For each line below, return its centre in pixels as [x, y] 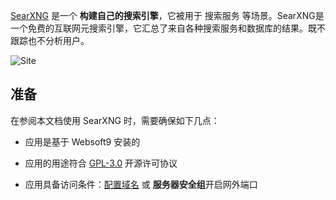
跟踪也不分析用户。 [50, 40]
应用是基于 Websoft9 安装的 [82, 141]
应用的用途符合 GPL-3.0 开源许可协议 [101, 163]
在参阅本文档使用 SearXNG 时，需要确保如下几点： [115, 120]
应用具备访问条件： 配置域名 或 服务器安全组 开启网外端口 [141, 184]
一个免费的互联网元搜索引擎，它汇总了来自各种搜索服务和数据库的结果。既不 [168, 28]
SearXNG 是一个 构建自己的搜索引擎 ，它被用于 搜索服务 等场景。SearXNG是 [167, 15]
